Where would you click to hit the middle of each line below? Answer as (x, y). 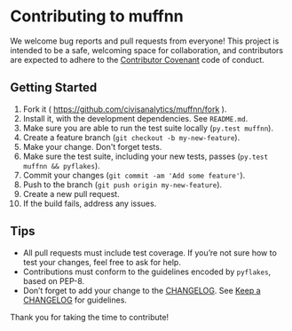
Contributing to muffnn (97, 16)
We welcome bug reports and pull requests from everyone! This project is (145, 41)
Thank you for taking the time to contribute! (90, 317)
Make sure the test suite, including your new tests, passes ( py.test (146, 156)
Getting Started (54, 87)
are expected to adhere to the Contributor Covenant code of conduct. (137, 59)
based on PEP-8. (54, 280)
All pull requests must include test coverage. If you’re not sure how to (150, 252)
